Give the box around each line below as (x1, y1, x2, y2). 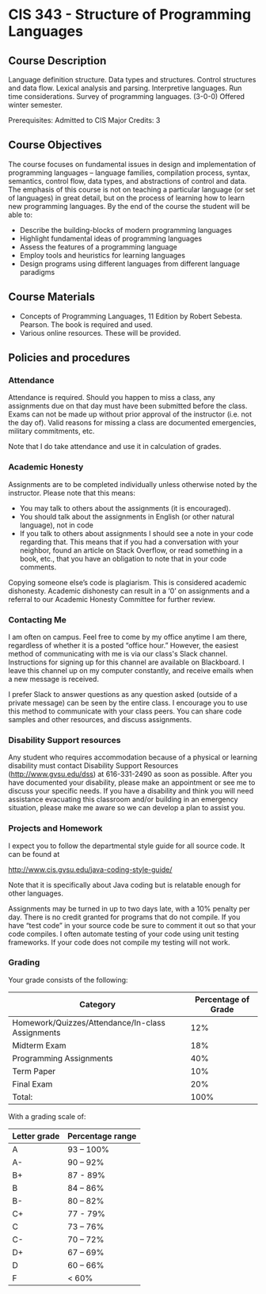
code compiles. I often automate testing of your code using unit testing (8, 929, 239, 938)
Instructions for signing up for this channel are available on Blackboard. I (8, 657, 245, 667)
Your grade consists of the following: (8, 975, 128, 984)
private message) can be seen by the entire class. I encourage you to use (8, 698, 248, 707)
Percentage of (195, 994, 250, 1005)
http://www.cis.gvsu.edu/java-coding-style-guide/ (8, 865, 173, 874)
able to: (8, 210, 33, 219)
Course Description (8, 54, 107, 67)
